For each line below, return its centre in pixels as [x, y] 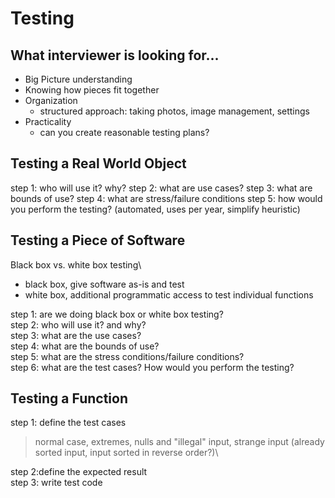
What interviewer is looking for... [115, 55]
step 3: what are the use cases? [76, 335]
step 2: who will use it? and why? [78, 324]
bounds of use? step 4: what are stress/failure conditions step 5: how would [166, 198]
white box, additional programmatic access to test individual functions [169, 294]
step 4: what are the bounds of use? [85, 346]
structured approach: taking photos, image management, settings [174, 111]
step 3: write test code [56, 483]
